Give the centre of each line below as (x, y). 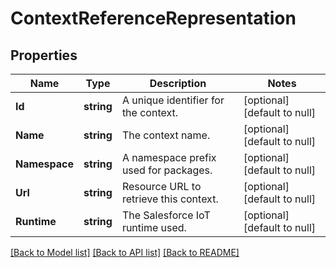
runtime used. (154, 227)
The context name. (166, 135)
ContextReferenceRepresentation (153, 18)
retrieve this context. (170, 199)
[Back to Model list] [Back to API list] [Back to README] (125, 252)
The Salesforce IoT (166, 215)
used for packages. (167, 170)
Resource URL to (161, 186)
